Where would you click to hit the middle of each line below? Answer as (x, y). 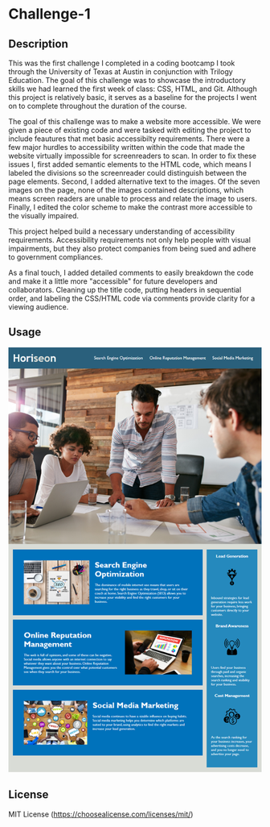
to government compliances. (55, 257)
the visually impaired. (43, 216)
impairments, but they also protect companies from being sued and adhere (132, 248)
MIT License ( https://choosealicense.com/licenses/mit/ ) (101, 814)
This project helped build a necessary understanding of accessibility (122, 231)
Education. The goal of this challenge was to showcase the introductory (127, 80)
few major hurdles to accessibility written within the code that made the (127, 147)
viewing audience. (39, 307)
